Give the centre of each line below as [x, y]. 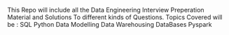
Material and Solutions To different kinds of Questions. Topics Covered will [115, 17]
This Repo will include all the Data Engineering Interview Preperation [106, 10]
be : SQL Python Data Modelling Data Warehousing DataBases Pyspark [110, 24]
